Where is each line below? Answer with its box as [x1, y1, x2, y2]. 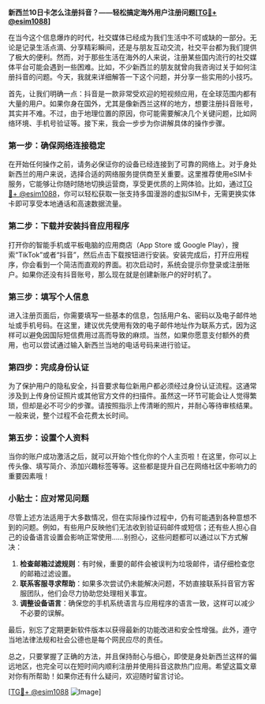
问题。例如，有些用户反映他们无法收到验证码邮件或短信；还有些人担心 [21, 522, 250, 531]
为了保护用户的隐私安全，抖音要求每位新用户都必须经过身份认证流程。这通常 [8, 382, 257, 391]
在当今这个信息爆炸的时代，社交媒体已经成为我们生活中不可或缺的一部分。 [8, 33, 250, 42]
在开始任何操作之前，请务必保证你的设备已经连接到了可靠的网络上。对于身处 [8, 159, 257, 169]
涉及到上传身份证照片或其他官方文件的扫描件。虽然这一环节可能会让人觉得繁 [8, 391, 257, 400]
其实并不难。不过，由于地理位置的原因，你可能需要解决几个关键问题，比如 [8, 109, 250, 117]
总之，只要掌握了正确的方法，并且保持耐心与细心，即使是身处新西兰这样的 [8, 651, 250, 661]
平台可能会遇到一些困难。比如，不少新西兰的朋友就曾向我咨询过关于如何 [14, 62, 250, 72]
